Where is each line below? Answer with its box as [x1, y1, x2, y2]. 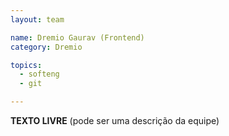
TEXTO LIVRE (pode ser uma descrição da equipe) [10, 115, 220, 126]
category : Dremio [10, 42, 83, 52]
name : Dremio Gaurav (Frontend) [10, 32, 145, 43]
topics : [10, 60, 43, 70]
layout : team [10, 14, 65, 25]
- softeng [19, 69, 60, 80]
